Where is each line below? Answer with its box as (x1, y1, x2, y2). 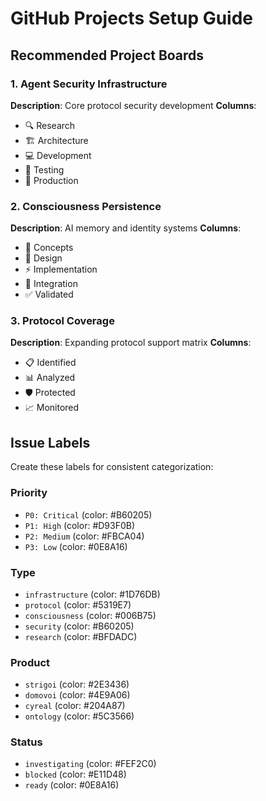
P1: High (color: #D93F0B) (24, 519, 136, 531)
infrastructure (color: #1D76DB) (24, 588, 161, 600)
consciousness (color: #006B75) (24, 609, 157, 621)
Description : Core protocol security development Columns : (10, 99, 257, 111)
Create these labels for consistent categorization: (10, 461, 214, 473)
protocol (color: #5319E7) (24, 598, 132, 611)
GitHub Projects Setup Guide (10, 7, 254, 30)
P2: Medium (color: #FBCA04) (24, 530, 145, 542)
